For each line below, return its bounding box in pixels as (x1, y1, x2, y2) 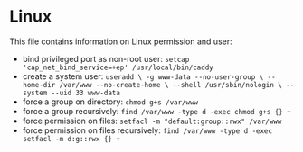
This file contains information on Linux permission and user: (9, 36, 232, 47)
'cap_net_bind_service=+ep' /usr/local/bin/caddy (22, 63, 214, 72)
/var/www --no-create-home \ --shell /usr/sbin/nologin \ (59, 80, 282, 89)
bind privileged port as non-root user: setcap (22, 53, 190, 64)
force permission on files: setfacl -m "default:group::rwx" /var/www (22, 115, 282, 126)
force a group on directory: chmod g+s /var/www (22, 96, 199, 107)
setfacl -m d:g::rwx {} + (22, 134, 120, 143)
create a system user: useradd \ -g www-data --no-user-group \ (22, 70, 264, 82)
